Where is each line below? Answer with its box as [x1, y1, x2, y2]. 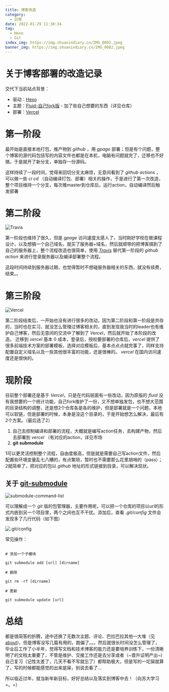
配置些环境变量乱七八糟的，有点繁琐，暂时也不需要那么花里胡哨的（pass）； [5, 457, 163, 463]
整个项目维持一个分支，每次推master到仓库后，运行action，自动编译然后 [5, 182, 156, 188]
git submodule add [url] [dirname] [5, 560, 80, 566]
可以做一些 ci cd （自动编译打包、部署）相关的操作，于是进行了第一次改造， [5, 176, 163, 182]
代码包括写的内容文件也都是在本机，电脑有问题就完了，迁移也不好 [27, 152, 164, 158]
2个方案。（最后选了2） [5, 417, 53, 423]
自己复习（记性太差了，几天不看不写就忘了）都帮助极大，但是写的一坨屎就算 [5, 658, 164, 664]
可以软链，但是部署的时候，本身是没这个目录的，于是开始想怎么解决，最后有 [5, 411, 164, 417]
